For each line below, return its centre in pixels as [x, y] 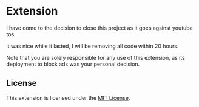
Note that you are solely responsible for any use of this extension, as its [96, 57]
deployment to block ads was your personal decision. [73, 64]
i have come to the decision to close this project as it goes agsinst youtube [99, 28]
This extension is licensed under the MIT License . [68, 97]
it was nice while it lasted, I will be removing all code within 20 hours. [93, 46]
